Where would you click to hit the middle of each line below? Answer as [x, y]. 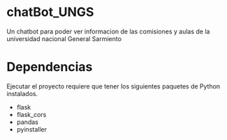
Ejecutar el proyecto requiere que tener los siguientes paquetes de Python [113, 86]
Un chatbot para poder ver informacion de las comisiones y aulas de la [108, 31]
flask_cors [31, 114]
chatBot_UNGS [50, 12]
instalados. [22, 93]
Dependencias [50, 67]
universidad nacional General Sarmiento [64, 38]
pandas [28, 122]
